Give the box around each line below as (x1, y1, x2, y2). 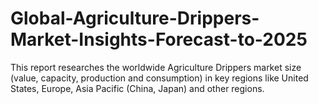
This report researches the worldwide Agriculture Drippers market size (10, 61, 302, 73)
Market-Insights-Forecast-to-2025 (10, 28, 308, 51)
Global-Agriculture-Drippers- (10, 7, 260, 30)
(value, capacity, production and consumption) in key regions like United (10, 72, 309, 84)
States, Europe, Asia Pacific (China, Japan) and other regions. (10, 82, 265, 94)
